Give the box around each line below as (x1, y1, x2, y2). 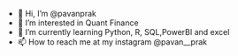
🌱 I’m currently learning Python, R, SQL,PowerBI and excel (17, 27, 230, 37)
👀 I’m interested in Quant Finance (17, 17, 139, 28)
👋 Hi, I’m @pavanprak (17, 9, 97, 18)
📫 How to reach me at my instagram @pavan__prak (17, 37, 208, 47)
